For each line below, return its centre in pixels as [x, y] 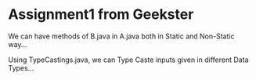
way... [18, 44]
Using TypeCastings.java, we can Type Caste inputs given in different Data [128, 60]
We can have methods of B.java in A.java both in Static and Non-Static [121, 36]
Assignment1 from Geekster [101, 15]
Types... [21, 67]
